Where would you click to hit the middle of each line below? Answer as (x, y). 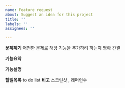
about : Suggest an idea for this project (49, 15)
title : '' (16, 19)
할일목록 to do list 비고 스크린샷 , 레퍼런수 (46, 80)
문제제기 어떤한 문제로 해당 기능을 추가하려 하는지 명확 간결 (63, 48)
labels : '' (17, 24)
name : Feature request (29, 10)
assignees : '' (20, 29)
